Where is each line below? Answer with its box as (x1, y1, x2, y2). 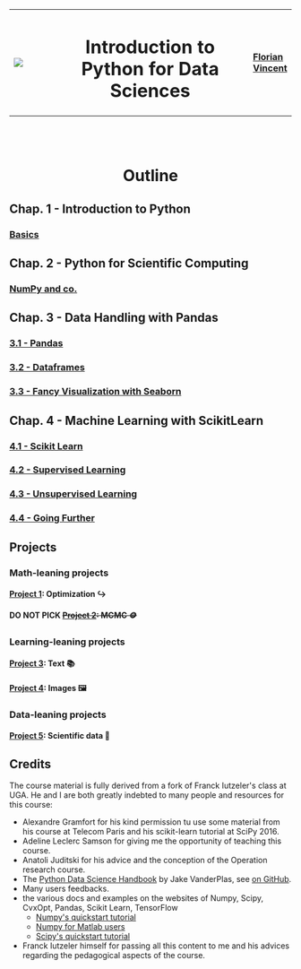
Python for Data (81, 57, 219, 80)
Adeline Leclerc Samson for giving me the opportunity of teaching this (21, 835, 282, 846)
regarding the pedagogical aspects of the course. (21, 950, 206, 961)
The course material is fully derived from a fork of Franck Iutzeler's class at (9, 780, 287, 792)
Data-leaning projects (9, 708, 107, 721)
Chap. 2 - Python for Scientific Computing (9, 255, 249, 272)
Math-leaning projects (9, 567, 109, 579)
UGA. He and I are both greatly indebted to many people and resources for (9, 790, 285, 800)
